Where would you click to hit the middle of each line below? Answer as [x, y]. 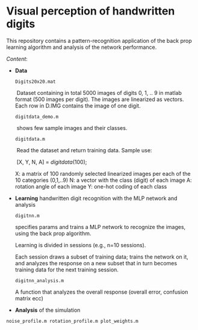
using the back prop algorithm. [53, 233]
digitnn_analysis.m [39, 280]
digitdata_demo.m [37, 117]
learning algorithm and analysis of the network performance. [82, 47]
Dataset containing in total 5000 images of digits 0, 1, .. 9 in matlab [99, 92]
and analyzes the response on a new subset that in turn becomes [96, 263]
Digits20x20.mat [35, 82]
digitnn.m [27, 216]
